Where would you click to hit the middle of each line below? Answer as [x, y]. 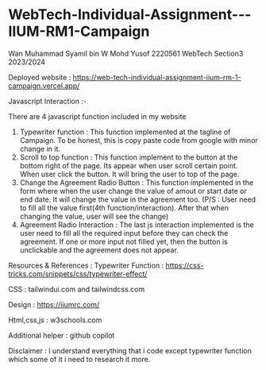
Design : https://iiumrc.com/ [54, 304]
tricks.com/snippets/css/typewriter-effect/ [78, 274]
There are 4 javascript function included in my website [97, 116]
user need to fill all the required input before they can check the [124, 233]
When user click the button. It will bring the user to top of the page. [129, 174]
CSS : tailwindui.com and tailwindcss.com [77, 289]
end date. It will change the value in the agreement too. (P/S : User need [138, 199]
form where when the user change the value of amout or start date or [133, 191]
